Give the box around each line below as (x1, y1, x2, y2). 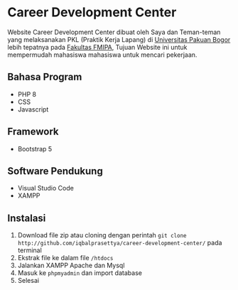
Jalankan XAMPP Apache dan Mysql (17, 261, 125, 270)
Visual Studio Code (17, 184, 75, 193)
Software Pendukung (7, 165, 103, 177)
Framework (7, 126, 59, 138)
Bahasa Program (7, 71, 82, 83)
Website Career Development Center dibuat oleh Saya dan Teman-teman (7, 28, 221, 36)
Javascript (17, 104, 49, 114)
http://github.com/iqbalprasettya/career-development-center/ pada (17, 239, 222, 247)
